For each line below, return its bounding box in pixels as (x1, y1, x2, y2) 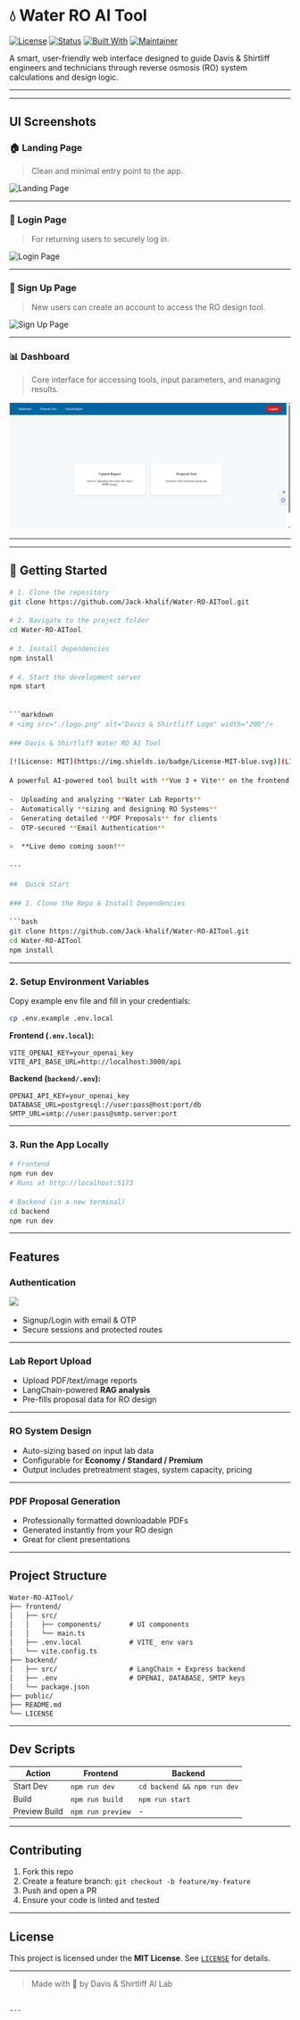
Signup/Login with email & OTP (21, 1315, 137, 1326)
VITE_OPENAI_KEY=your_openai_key (9, 1048, 134, 1057)
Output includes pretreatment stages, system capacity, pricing (21, 1464, 253, 1474)
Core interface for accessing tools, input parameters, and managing (30, 374, 281, 385)
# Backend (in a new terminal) (9, 1198, 126, 1206)
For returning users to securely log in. (30, 233, 170, 244)
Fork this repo (21, 1866, 74, 1877)
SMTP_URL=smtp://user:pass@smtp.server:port (9, 1109, 178, 1118)
